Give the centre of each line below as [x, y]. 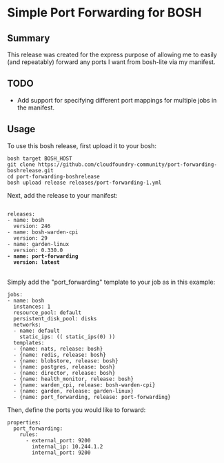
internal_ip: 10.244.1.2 [68, 446]
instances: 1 [32, 307]
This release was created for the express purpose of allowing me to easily [112, 54]
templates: [29, 342]
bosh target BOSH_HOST [40, 158]
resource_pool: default [47, 312]
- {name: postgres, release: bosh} [64, 367]
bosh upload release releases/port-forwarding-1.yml [84, 183]
